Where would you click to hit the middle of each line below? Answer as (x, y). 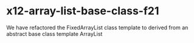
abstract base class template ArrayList (54, 33)
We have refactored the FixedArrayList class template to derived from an (97, 27)
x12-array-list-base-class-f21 (83, 11)
